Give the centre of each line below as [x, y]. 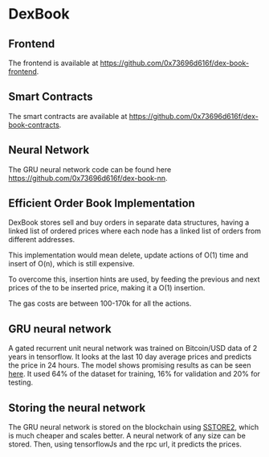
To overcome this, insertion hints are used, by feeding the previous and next [134, 279]
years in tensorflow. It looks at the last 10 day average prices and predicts [130, 357]
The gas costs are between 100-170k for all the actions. [100, 303]
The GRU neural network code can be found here [90, 169]
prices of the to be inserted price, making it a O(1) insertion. [107, 288]
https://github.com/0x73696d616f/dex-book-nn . [88, 178]
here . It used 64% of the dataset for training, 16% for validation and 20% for [134, 374]
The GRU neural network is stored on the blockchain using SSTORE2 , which [134, 427]
